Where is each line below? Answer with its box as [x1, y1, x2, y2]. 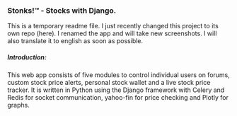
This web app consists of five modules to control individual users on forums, [7, 71, 230, 79]
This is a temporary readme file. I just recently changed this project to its [7, 22, 219, 30]
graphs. [7, 101, 30, 110]
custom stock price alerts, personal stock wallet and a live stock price [7, 79, 211, 87]
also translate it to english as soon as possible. [7, 37, 144, 45]
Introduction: [7, 52, 47, 62]
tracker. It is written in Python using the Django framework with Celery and [7, 86, 225, 94]
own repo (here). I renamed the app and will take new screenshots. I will [7, 29, 217, 37]
